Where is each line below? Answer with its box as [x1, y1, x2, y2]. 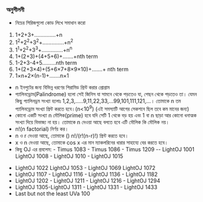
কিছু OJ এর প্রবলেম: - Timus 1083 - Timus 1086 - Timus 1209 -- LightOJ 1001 [15, 146, 195, 153]
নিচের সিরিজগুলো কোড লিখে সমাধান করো [15, 19, 86, 27]
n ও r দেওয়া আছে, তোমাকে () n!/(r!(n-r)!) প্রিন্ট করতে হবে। [15, 132, 129, 140]
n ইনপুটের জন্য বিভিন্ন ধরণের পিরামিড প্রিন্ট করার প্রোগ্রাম [15, 83, 110, 91]
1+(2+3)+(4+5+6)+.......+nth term [15, 53, 98, 60]
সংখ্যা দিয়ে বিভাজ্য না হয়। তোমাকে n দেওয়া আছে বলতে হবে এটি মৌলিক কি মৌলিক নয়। [15, 119, 170, 126]
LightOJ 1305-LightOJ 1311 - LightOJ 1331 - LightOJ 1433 [15, 184, 158, 191]
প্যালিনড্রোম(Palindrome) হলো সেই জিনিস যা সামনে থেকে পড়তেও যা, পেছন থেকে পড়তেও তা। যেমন [15, 90, 197, 97]
